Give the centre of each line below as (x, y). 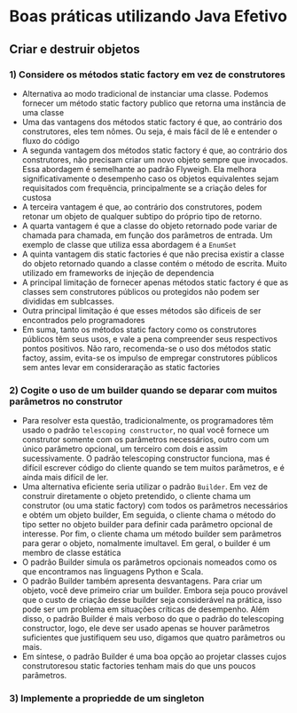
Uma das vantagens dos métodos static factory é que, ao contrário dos (152, 122)
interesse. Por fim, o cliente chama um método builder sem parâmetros (152, 534)
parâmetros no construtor (66, 401)
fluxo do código (51, 140)
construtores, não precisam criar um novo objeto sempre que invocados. (155, 159)
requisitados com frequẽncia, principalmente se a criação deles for (145, 187)
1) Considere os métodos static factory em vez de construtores (147, 75)
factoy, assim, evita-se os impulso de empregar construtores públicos (149, 358)
